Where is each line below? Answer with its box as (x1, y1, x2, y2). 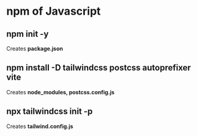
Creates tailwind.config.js (6, 123, 73, 130)
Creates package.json (6, 45, 63, 52)
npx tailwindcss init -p (6, 106, 93, 117)
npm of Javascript (6, 4, 101, 18)
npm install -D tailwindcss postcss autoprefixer (6, 62, 191, 73)
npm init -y (6, 29, 49, 39)
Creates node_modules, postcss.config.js (6, 88, 115, 96)
